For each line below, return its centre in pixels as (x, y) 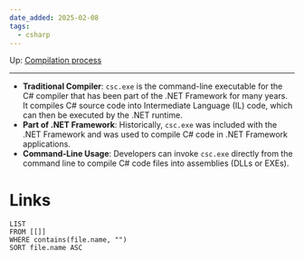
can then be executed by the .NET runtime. (102, 115)
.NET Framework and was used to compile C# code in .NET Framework (155, 135)
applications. (46, 144)
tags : (19, 26)
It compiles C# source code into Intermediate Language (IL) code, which (157, 106)
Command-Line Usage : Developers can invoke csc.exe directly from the (157, 154)
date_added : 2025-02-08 (54, 18)
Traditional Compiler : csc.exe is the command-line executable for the (152, 86)
